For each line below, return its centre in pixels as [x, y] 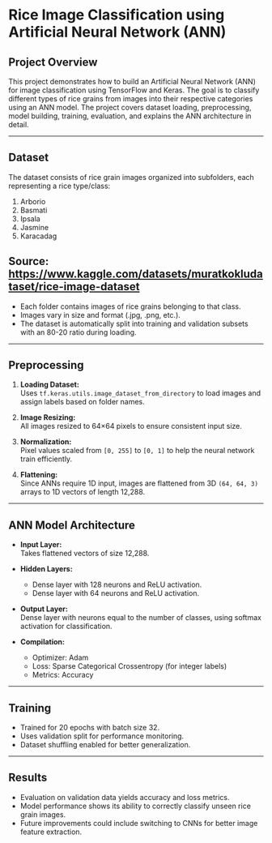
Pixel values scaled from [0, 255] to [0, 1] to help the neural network [137, 451]
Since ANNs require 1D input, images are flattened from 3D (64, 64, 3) [139, 483]
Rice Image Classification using [117, 15]
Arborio [33, 201]
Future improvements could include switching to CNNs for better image [139, 823]
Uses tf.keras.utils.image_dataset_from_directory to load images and [140, 393]
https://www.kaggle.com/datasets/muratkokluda [136, 274]
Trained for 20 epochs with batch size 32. [90, 728]
